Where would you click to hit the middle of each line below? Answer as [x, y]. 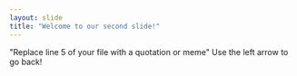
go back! [26, 62]
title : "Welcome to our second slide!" [85, 26]
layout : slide [36, 18]
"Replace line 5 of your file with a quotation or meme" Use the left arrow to [149, 52]
